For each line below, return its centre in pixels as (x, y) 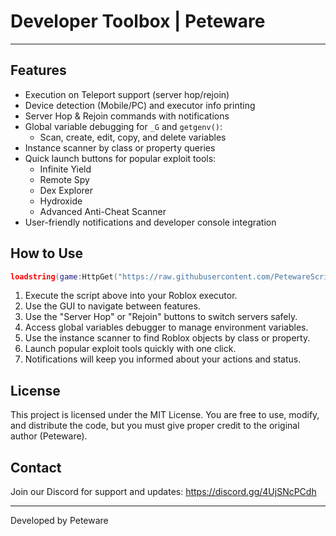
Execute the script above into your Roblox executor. (131, 296)
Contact (36, 467)
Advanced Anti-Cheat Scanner (103, 211)
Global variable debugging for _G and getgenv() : (123, 126)
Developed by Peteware (59, 521)
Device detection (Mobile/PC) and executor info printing (140, 105)
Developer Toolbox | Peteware (138, 21)
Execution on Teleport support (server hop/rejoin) (127, 94)
